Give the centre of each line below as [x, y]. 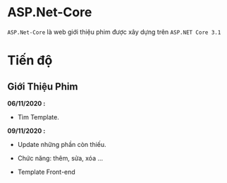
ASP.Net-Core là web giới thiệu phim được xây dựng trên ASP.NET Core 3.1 [114, 32]
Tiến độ [30, 60]
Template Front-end [46, 172]
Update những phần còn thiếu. [62, 144]
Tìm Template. [38, 117]
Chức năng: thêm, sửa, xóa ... [60, 158]
